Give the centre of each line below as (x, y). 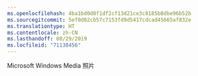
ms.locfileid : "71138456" (44, 45)
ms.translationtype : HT (41, 26)
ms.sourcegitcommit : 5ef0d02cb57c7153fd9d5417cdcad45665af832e (99, 20)
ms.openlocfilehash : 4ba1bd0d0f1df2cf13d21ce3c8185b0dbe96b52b (99, 13)
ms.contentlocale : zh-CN (42, 33)
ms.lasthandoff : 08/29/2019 (47, 39)
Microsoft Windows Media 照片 (51, 65)
